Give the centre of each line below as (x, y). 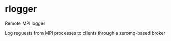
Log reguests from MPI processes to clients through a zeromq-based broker (85, 33)
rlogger (21, 9)
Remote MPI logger (25, 23)
